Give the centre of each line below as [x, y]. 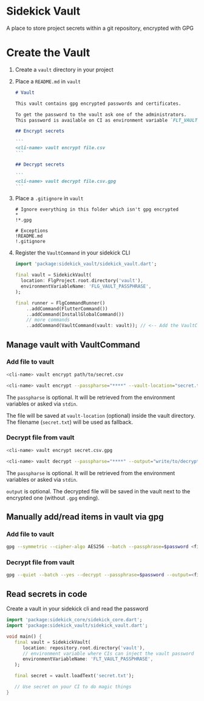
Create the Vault [48, 53]
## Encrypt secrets [40, 131]
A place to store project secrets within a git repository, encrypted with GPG [100, 28]
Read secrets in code [47, 594]
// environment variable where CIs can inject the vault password [108, 653]
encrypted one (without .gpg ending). [53, 498]
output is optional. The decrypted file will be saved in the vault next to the [98, 491]
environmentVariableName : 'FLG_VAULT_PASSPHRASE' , [86, 286]
